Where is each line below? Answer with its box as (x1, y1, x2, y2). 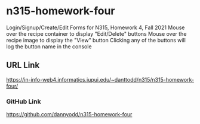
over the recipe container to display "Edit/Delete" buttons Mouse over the (6, 30, 187, 37)
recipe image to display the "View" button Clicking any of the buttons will (6, 36, 186, 44)
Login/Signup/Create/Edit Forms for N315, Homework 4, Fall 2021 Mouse (6, 24, 185, 31)
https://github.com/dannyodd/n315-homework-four (6, 111, 133, 118)
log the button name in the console (6, 43, 92, 50)
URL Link (6, 60, 40, 70)
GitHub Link (6, 97, 41, 106)
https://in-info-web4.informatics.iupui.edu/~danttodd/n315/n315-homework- (6, 76, 195, 83)
